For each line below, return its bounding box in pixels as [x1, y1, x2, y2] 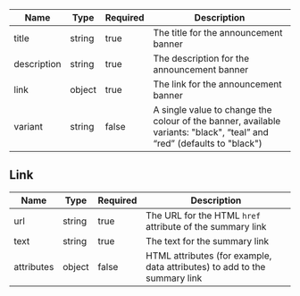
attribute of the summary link [146, 220, 267, 233]
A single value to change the [153, 104, 272, 115]
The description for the [153, 53, 250, 64]
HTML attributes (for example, [146, 249, 272, 262]
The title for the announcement [153, 27, 283, 38]
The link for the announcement [153, 78, 282, 90]
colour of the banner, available [153, 115, 281, 127]
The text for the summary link [146, 234, 270, 247]
